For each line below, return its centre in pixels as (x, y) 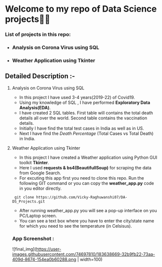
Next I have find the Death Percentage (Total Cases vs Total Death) (86, 133)
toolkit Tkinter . (34, 162)
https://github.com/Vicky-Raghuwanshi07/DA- (82, 197)
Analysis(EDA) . (35, 107)
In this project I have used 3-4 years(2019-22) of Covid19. (77, 97)
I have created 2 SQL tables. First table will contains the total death (86, 113)
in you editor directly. (40, 188)
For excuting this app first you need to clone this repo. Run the (81, 178)
